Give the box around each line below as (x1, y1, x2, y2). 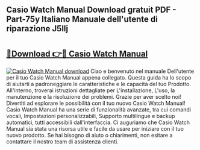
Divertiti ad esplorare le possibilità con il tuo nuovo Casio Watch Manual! (6, 99, 186, 107)
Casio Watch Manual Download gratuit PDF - (6, 5, 177, 15)
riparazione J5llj (6, 23, 68, 34)
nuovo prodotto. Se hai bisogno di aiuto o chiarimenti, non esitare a (6, 132, 173, 139)
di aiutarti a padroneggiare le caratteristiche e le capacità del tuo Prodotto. (6, 81, 192, 87)
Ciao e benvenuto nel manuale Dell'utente (90, 67, 195, 75)
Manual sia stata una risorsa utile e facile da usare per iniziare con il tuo (6, 125, 184, 132)
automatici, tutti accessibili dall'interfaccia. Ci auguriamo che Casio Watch (6, 119, 190, 126)
